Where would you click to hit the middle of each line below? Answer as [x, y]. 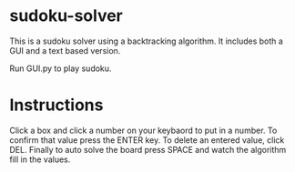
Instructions [56, 105]
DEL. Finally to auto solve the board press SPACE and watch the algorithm [148, 149]
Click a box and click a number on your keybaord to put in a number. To [143, 130]
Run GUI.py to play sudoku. [61, 68]
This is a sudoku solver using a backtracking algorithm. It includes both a [147, 41]
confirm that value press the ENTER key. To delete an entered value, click [147, 140]
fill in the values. [40, 159]
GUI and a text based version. [65, 50]
